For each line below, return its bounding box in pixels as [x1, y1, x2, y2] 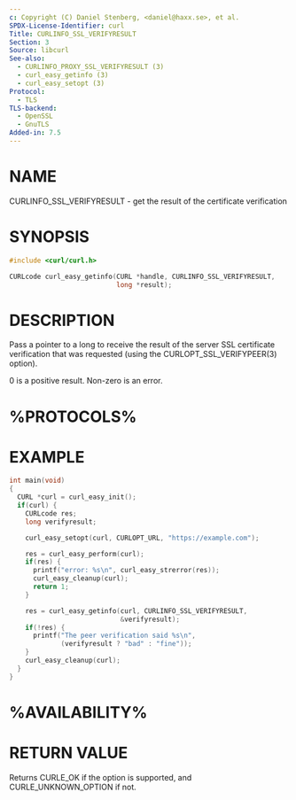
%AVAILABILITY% [9, 702, 148, 722]
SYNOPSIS [9, 227, 90, 246]
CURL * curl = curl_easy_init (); [17, 493, 137, 501]
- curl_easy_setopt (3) [17, 79, 105, 88]
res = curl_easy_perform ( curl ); [25, 549, 144, 558]
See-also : [9, 54, 46, 63]
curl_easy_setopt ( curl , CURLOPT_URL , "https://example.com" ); [25, 533, 260, 542]
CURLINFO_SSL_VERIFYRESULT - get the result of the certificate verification [9, 196, 288, 206]
